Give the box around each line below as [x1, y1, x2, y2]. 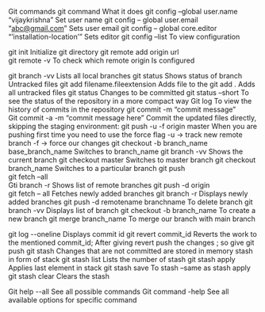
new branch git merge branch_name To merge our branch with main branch [8, 214, 256, 223]
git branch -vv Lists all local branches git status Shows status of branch [8, 71, 243, 80]
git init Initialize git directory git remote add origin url [8, 48, 179, 56]
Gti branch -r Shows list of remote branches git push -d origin [8, 181, 210, 189]
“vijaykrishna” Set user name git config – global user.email [8, 15, 198, 25]
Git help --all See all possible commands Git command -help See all [8, 287, 229, 296]
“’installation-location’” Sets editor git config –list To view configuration [8, 32, 240, 41]
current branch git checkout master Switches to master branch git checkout [8, 155, 256, 165]
